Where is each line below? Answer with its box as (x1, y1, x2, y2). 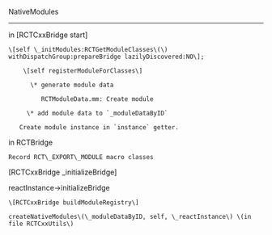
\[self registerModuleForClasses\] (23, 67, 143, 75)
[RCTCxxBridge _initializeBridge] (8, 167, 117, 177)
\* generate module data (29, 81, 114, 89)
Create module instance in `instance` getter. (19, 124, 180, 132)
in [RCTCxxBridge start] (8, 30, 88, 40)
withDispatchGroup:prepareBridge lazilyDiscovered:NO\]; (8, 52, 205, 61)
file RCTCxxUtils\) (8, 220, 74, 228)
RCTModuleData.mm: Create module (40, 95, 154, 103)
